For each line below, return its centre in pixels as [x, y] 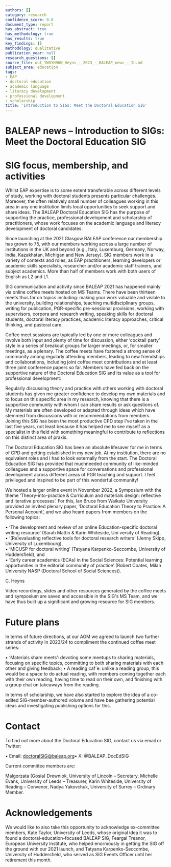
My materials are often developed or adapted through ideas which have [80, 410]
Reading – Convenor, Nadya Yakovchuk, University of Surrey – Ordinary [80, 787]
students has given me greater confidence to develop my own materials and [85, 394]
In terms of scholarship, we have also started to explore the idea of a [77, 695]
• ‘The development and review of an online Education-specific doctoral [81, 527]
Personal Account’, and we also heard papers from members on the [76, 512]
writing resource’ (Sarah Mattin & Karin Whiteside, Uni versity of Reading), [83, 533]
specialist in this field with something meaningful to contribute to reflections [85, 432]
